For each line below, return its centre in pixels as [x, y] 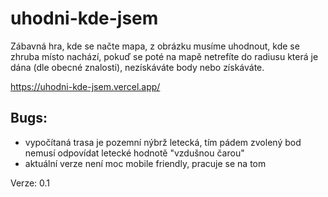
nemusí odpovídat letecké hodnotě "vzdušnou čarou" [134, 153]
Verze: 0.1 [30, 183]
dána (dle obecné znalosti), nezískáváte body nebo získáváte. [137, 67]
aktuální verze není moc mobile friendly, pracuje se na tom [145, 163]
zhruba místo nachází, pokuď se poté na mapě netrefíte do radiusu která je [164, 56]
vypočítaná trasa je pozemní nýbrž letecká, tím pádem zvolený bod [163, 142]
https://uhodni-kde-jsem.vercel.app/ [85, 86]
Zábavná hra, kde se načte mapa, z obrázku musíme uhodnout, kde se [155, 46]
